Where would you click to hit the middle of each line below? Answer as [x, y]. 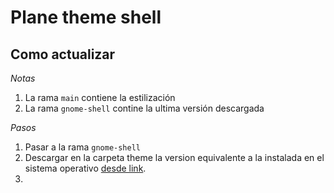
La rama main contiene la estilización [100, 97]
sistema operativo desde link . [85, 168]
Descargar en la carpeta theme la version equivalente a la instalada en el [174, 157]
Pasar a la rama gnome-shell [82, 147]
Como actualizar [63, 54]
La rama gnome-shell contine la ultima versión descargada [144, 108]
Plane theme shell [86, 17]
